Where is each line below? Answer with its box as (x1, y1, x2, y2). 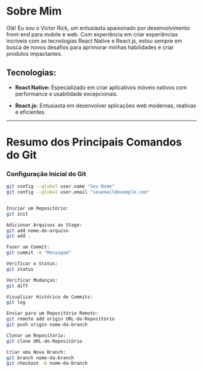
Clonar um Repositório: (6, 332, 66, 339)
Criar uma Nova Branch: (6, 349, 66, 355)
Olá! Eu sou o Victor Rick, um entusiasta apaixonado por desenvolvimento (6, 24, 190, 32)
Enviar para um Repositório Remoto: (6, 310, 98, 316)
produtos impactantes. (6, 50, 63, 57)
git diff (6, 283, 28, 289)
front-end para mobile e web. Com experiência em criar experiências (6, 30, 178, 38)
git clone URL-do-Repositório (6, 338, 83, 344)
